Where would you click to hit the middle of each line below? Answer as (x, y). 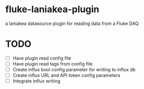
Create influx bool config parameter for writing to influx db (74, 69)
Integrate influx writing (36, 81)
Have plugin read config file (42, 58)
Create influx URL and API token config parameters (66, 75)
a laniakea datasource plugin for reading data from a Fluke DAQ (72, 23)
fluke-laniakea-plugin (52, 9)
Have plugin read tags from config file (53, 64)
